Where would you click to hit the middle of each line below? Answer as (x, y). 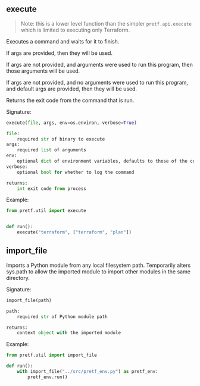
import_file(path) (29, 300)
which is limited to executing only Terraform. (75, 30)
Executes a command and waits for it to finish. (63, 41)
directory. (18, 278)
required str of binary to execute (61, 139)
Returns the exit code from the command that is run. (70, 100)
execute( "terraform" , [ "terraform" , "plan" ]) (74, 232)
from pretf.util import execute (46, 211)
